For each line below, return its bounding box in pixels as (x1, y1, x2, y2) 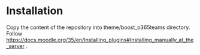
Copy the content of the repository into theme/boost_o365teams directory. (6, 24, 190, 31)
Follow (6, 30, 23, 37)
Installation (6, 4, 63, 18)
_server (6, 43, 25, 50)
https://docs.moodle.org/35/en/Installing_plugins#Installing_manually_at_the (6, 36, 194, 43)
